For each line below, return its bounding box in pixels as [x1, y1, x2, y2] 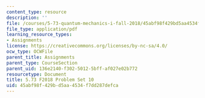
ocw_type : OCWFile [6, 49, 53, 55]
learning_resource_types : [6, 32, 72, 38]
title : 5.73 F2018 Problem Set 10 [6, 77, 95, 83]
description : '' [6, 15, 48, 21]
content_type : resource [6, 9, 67, 15]
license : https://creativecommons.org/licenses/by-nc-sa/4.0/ [6, 43, 168, 49]
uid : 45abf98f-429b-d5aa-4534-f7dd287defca [6, 83, 119, 89]
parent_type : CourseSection [6, 60, 78, 66]
